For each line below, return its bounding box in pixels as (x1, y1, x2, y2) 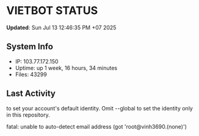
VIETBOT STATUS (6, 4, 98, 18)
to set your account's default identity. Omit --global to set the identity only (6, 104, 194, 112)
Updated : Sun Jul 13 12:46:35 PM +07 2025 (6, 24, 117, 31)
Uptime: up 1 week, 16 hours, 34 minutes (15, 64, 118, 71)
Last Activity (6, 88, 56, 99)
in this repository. (6, 111, 50, 118)
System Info (6, 41, 54, 52)
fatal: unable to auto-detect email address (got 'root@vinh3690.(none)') (6, 123, 187, 130)
